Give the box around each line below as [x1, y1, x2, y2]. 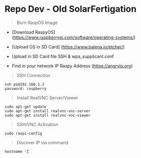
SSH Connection [16, 72, 51, 78]
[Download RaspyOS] [11, 29, 56, 35]
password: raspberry [4, 86, 47, 91]
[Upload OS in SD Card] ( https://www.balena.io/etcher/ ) [11, 44, 125, 50]
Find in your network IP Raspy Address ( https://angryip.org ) [11, 63, 133, 69]
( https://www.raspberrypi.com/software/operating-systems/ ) [11, 34, 136, 40]
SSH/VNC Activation [16, 121, 58, 127]
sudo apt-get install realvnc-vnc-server [4, 108, 91, 113]
